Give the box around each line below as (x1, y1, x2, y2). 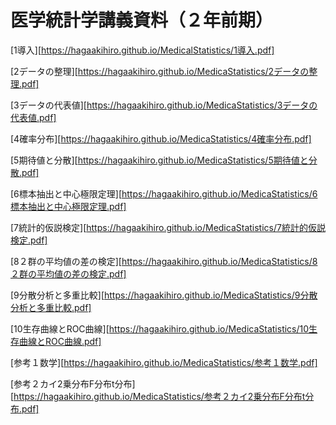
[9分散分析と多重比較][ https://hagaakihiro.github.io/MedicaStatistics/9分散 (10, 289, 318, 301)
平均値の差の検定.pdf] (36, 267, 127, 280)
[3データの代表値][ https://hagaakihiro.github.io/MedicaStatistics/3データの (10, 99, 318, 111)
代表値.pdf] (10, 111, 57, 123)
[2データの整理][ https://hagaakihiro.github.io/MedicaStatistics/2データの (10, 65, 310, 77)
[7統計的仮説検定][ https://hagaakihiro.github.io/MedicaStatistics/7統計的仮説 (10, 221, 326, 233)
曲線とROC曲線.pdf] (18, 335, 102, 347)
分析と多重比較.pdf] (10, 301, 92, 313)
